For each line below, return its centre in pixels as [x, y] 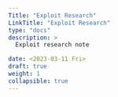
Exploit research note [52, 45]
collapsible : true [38, 81]
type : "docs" [29, 30]
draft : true [28, 67]
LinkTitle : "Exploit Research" [59, 23]
